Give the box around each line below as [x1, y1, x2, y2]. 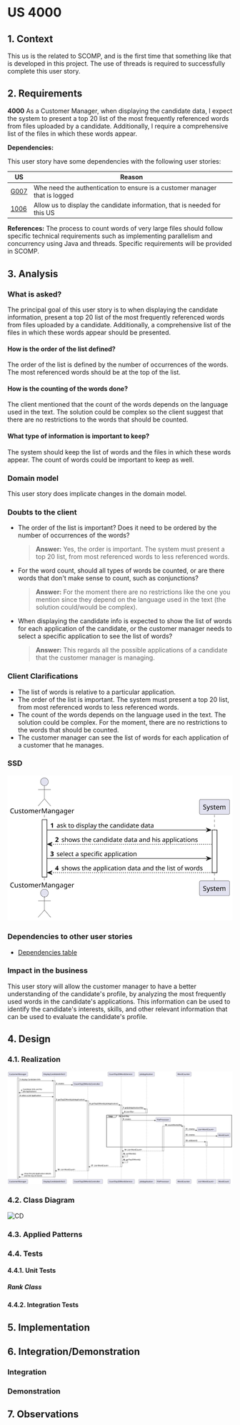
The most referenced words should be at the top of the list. [7, 368, 181, 377]
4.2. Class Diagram [7, 1195, 75, 1205]
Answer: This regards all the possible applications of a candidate [35, 646, 228, 655]
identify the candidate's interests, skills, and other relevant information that [7, 1005, 228, 1013]
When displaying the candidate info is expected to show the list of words [17, 617, 232, 625]
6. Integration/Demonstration [7, 1346, 141, 1358]
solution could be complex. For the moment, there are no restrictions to [17, 718, 227, 726]
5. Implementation [7, 1321, 91, 1334]
